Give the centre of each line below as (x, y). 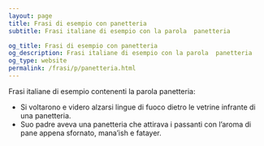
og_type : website (38, 61)
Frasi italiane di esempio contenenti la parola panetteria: (102, 91)
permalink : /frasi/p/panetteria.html (72, 69)
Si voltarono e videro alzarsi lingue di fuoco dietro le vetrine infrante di (138, 107)
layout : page (30, 16)
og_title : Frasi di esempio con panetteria (83, 45)
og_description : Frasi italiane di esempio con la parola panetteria (130, 54)
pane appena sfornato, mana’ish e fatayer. (91, 133)
